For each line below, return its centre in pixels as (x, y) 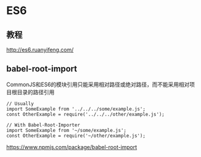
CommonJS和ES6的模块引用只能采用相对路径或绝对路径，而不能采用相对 (98, 84)
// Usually (20, 104)
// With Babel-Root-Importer (43, 125)
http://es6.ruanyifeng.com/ (40, 50)
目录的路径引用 (36, 92)
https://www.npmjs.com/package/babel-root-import (72, 147)
